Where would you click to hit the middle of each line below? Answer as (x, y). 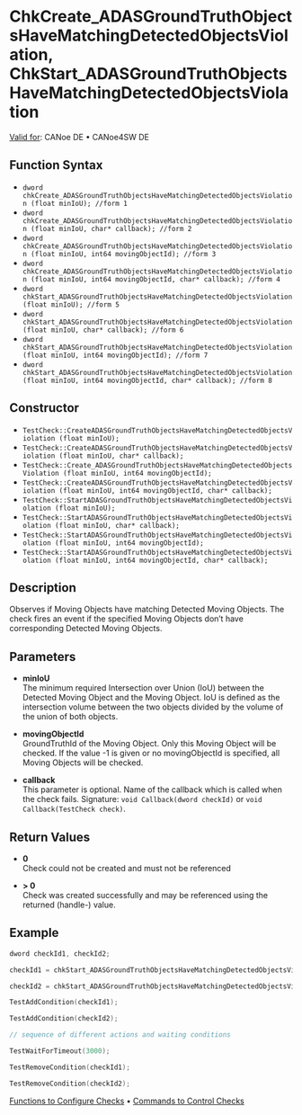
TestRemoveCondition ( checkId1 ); (70, 1067)
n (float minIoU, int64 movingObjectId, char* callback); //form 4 (151, 279)
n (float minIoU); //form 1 (75, 203)
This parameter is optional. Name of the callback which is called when (152, 789)
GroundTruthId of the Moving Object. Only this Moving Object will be (149, 744)
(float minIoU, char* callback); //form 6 (103, 330)
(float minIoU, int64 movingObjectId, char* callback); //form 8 (147, 380)
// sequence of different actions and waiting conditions (120, 1035)
